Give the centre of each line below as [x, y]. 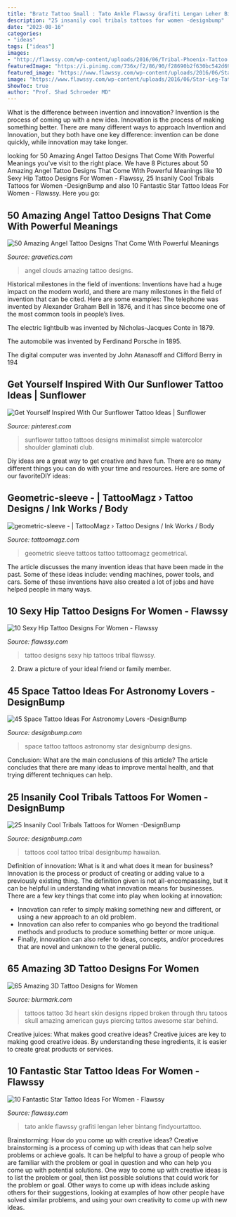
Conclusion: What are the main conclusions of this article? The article [108, 760]
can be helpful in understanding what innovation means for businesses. [111, 888]
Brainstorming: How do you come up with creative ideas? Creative [103, 1140]
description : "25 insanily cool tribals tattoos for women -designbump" [116, 20]
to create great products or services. [60, 1049]
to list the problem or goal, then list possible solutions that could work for [113, 1177]
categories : [25, 33]
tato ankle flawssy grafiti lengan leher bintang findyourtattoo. [113, 1126]
